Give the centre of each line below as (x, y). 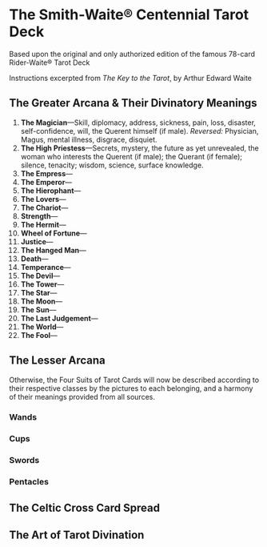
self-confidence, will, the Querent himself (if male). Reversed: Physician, (139, 131)
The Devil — (40, 276)
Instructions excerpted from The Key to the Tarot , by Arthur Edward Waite (131, 78)
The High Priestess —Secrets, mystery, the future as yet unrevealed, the (139, 148)
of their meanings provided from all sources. (82, 396)
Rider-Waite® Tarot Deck (50, 62)
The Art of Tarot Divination (77, 535)
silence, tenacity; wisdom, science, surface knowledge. (112, 165)
